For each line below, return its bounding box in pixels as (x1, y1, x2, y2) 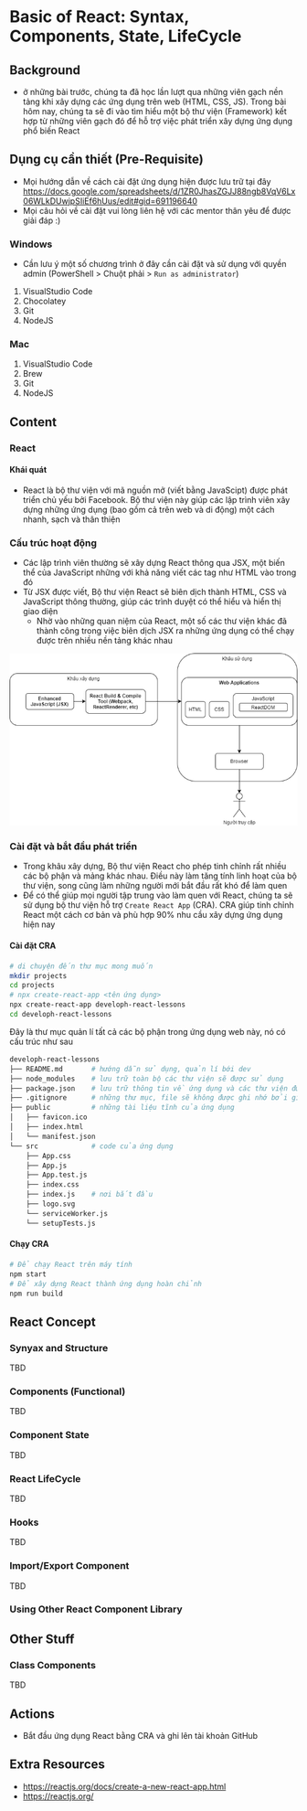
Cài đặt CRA (9, 940, 57, 952)
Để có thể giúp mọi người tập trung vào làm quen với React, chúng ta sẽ (22, 890, 293, 901)
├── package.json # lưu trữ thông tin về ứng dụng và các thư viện (9, 1083, 288, 1093)
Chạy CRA (9, 1239, 49, 1250)
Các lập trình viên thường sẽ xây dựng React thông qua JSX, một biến (22, 558, 286, 569)
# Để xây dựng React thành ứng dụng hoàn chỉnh (9, 1279, 203, 1288)
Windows (9, 238, 53, 250)
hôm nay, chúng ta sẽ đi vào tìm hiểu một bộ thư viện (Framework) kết (22, 106, 288, 116)
